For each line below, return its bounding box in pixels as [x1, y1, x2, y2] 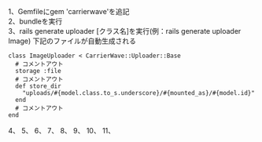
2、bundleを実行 [8, 16, 63, 26]
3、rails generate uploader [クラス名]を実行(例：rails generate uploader [8, 27, 242, 35]
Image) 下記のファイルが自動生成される [8, 36, 136, 46]
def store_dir [15, 82, 61, 90]
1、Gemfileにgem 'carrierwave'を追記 [8, 7, 130, 16]
